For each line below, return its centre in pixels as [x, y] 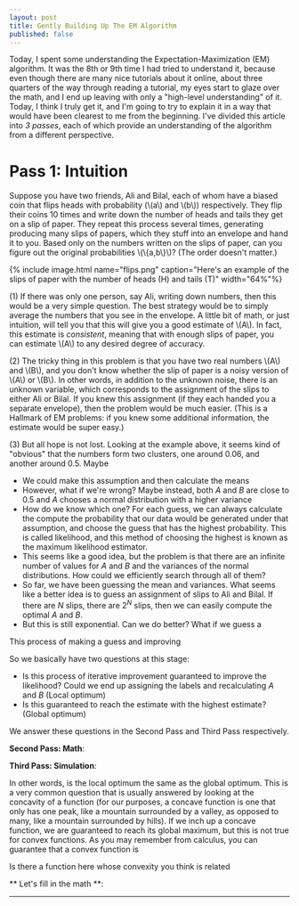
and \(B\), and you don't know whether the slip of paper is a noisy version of [149, 371]
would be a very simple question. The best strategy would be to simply [139, 306]
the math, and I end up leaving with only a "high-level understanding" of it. [146, 97]
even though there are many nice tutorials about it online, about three [136, 78]
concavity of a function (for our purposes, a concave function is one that [142, 802]
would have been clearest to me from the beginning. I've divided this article [148, 116]
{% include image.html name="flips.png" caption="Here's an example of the [149, 270]
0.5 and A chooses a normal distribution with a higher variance [137, 500]
